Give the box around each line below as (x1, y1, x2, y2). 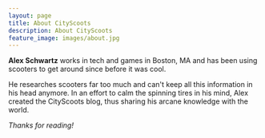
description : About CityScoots (8, 26, 113, 34)
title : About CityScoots (8, 19, 91, 27)
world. (8, 105, 30, 115)
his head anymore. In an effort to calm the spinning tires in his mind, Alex (8, 89, 249, 98)
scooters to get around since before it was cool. (8, 65, 167, 74)
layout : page (8, 11, 52, 20)
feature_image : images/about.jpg (8, 34, 120, 42)
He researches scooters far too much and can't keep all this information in (8, 80, 254, 89)
